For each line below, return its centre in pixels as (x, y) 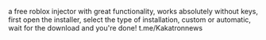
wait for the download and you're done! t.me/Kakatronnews (106, 28)
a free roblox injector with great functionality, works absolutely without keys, (133, 11)
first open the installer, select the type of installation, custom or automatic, (130, 20)
